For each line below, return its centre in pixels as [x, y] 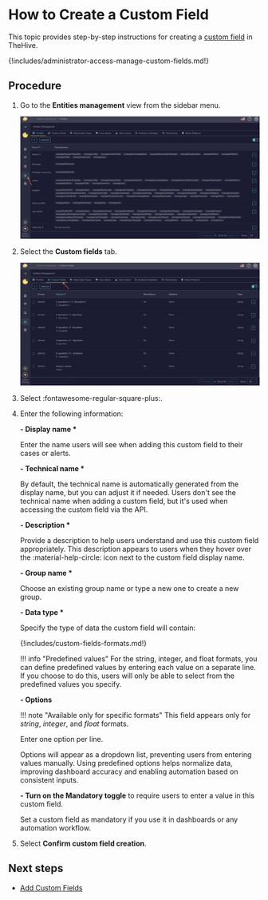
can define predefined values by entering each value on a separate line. [138, 667]
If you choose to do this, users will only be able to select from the [127, 676]
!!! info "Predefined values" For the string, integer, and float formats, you [138, 658]
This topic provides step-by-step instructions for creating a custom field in [130, 37]
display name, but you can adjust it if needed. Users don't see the [128, 492]
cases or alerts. [45, 453]
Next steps [36, 868]
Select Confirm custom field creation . [83, 843]
